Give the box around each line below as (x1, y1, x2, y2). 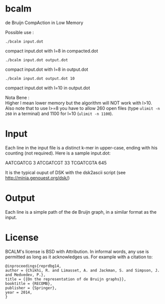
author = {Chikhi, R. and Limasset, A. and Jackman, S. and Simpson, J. (5, 268, 160, 273)
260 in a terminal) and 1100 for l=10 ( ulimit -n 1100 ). (5, 110, 113, 116)
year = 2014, (5, 289, 32, 295)
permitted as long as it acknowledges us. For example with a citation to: (5, 254, 153, 260)
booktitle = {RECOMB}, (5, 281, 52, 286)
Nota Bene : (5, 94, 30, 100)
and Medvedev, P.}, (5, 272, 46, 277)
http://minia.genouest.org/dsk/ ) (5, 175, 70, 181)
